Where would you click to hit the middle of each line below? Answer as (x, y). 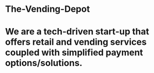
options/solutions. (44, 63)
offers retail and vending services (76, 42)
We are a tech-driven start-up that (77, 32)
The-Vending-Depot (48, 9)
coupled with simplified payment (74, 53)
